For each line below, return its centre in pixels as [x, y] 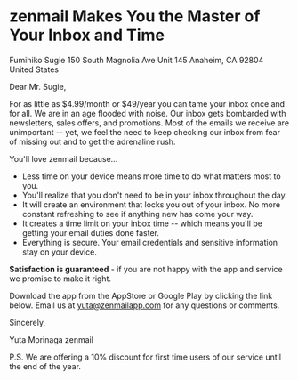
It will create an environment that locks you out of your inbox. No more [151, 204]
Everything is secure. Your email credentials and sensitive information [150, 242]
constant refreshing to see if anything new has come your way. [137, 214]
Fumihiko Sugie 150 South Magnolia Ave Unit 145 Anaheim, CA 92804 [137, 60]
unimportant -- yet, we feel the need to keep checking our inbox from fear [145, 132]
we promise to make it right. [60, 279]
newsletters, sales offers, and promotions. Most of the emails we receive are [149, 123]
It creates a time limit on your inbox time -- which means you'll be [142, 223]
